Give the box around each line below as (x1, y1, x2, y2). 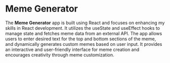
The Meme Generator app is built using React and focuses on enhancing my (5, 20, 165, 26)
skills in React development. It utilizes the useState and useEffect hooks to (5, 25, 160, 31)
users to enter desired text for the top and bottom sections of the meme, (5, 36, 156, 42)
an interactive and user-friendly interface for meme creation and (5, 46, 140, 52)
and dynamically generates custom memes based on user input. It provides (5, 41, 162, 47)
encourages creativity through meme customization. (5, 51, 114, 58)
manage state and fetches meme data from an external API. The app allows (5, 30, 162, 36)
